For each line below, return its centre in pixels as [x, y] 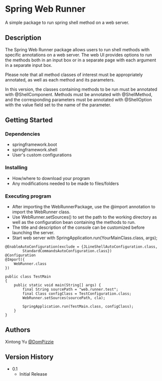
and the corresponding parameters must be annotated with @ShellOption [79, 100]
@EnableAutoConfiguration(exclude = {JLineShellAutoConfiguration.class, [81, 247]
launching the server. [33, 233]
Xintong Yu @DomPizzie [29, 341]
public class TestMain [28, 277]
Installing [16, 168]
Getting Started [29, 120]
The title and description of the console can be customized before [78, 227]
